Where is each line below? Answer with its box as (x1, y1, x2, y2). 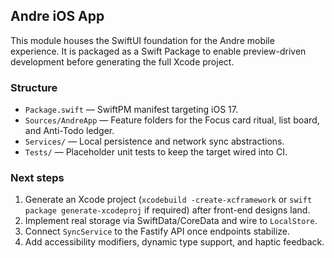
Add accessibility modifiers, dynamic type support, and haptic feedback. (24, 236, 325, 248)
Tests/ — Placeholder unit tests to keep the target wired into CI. (24, 146, 288, 158)
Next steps (10, 171, 65, 185)
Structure (10, 80, 58, 94)
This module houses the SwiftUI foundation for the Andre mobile (10, 34, 275, 46)
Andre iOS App (10, 8, 105, 25)
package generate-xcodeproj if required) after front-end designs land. (24, 204, 311, 216)
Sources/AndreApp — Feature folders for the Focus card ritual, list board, (24, 114, 320, 126)
